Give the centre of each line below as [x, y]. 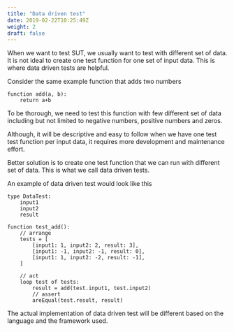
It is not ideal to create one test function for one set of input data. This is [111, 61]
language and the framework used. [58, 321]
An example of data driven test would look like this [80, 184]
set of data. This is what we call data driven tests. [79, 170]
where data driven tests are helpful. [58, 68]
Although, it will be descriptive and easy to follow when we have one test [112, 134]
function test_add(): [39, 227]
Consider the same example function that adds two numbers [94, 82]
